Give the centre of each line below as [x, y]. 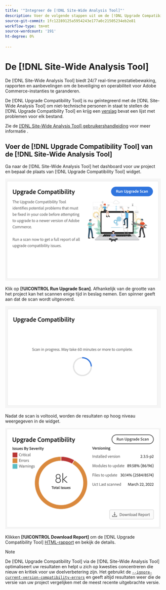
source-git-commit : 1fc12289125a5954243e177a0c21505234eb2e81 [70, 21]
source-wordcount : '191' [31, 31]
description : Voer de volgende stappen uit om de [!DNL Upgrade [73, 16]
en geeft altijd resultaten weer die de [123, 577]
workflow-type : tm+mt [27, 26]
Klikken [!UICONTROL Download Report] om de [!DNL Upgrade [70, 537]
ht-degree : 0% [20, 37]
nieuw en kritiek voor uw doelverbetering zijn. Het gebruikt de [68, 572]
